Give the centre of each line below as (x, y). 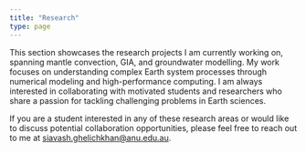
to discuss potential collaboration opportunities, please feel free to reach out (153, 127)
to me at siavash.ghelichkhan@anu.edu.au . (90, 137)
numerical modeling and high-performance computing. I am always (136, 81)
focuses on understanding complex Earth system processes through (138, 71)
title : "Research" (44, 18)
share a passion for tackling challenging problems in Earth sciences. (138, 100)
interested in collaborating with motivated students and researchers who (146, 91)
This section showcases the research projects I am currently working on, (146, 52)
